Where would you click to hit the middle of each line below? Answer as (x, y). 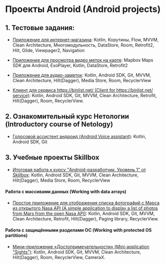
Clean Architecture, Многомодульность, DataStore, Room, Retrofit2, (83, 45)
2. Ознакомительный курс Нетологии (67, 116)
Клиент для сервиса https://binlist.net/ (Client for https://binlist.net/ (83, 90)
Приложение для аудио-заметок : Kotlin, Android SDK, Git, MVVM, (82, 75)
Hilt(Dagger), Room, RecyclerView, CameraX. (59, 257)
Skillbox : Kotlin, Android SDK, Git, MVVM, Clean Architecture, (75, 175)
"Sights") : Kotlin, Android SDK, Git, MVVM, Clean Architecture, (77, 252)
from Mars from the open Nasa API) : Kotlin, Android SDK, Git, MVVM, (83, 213)
